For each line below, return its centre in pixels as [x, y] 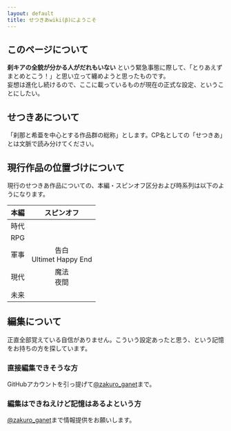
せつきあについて [43, 117]
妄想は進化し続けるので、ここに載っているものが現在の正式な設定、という [113, 85]
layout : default [30, 13]
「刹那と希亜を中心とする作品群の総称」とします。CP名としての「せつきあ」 [115, 135]
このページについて [48, 49]
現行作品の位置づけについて [66, 167]
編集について [34, 322]
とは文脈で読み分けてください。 [52, 144]
